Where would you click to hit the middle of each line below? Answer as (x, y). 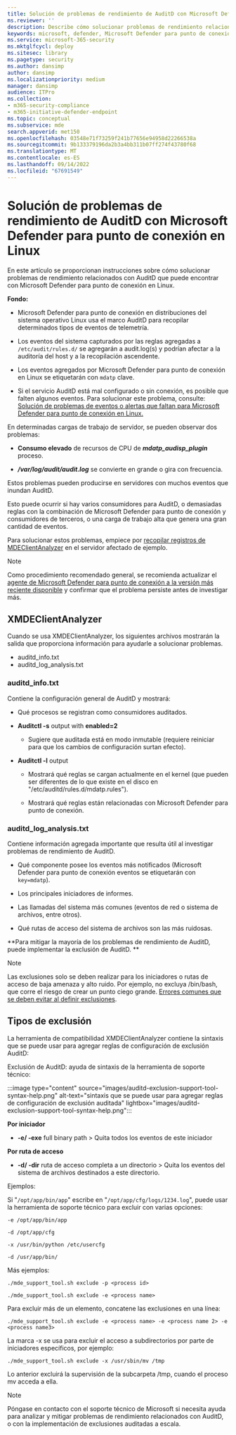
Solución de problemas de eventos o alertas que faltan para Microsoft (118, 406)
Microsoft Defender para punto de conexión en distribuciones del (112, 312)
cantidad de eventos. (38, 526)
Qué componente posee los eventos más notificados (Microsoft (110, 865)
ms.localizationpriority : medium (56, 79)
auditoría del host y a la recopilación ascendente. (88, 356)
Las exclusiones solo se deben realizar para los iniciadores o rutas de (108, 977)
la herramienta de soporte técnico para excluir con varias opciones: (105, 1207)
